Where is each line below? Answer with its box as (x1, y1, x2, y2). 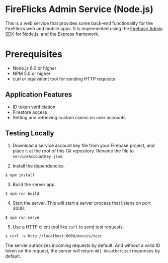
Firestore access (12, 109, 47, 115)
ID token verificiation (12, 104, 56, 110)
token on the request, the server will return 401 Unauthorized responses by (5, 247, 160, 253)
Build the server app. (12, 181, 56, 187)
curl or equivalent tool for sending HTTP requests (12, 75, 116, 81)
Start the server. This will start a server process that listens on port (12, 200, 151, 206)
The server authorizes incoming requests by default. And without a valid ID (5, 242, 160, 248)
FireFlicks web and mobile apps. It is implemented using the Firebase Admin (5, 25, 163, 31)
